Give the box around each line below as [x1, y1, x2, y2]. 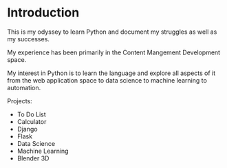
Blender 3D [17, 154, 50, 162]
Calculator [17, 117, 47, 125]
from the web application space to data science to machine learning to [7, 76, 208, 84]
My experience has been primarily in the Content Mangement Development [7, 48, 221, 56]
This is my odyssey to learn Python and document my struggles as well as [7, 28, 217, 36]
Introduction [7, 5, 80, 21]
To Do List [17, 110, 46, 118]
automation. [7, 83, 41, 92]
